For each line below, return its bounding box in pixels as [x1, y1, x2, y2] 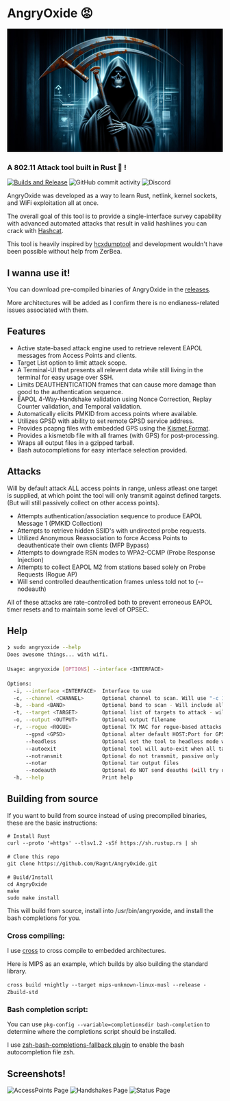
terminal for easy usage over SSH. [16, 373, 114, 381]
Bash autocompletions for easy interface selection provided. [16, 446, 188, 454]
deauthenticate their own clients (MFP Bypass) [16, 541, 149, 549]
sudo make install [7, 894, 60, 902]
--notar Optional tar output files [25, 760, 179, 766]
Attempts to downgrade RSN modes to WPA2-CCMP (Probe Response [16, 548, 216, 557]
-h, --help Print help [13, 774, 133, 782]
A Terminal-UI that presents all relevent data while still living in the [16, 365, 203, 374]
